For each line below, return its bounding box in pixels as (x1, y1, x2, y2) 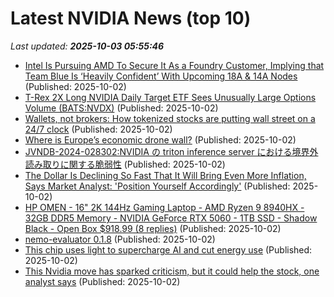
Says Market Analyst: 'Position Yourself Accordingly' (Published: (24, 180, 291, 192)
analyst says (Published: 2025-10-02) (24, 275, 181, 287)
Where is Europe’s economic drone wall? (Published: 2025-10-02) (24, 133, 297, 146)
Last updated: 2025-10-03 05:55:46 (10, 40, 165, 52)
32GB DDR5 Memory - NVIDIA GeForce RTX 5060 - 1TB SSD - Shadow (24, 212, 318, 224)
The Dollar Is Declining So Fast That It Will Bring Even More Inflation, (24, 169, 307, 181)
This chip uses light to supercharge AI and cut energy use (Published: (24, 243, 313, 256)
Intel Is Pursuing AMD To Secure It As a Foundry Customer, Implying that (24, 59, 325, 71)
